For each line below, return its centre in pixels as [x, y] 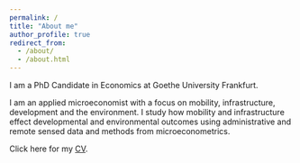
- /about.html [44, 59]
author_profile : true [50, 34]
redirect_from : [38, 43]
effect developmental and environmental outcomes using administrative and [150, 122]
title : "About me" [44, 26]
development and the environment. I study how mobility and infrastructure [147, 112]
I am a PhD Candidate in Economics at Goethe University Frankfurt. [134, 85]
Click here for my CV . [49, 149]
